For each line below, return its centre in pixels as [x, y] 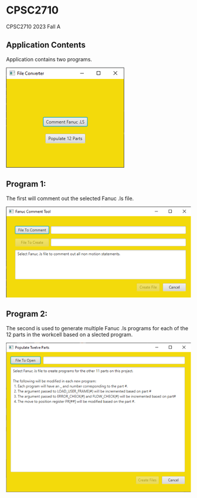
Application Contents [46, 45]
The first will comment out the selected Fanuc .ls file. [70, 198]
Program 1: [26, 184]
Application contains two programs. [49, 59]
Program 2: [27, 314]
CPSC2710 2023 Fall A [33, 26]
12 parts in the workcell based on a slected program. [69, 334]
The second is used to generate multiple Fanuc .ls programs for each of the [97, 328]
